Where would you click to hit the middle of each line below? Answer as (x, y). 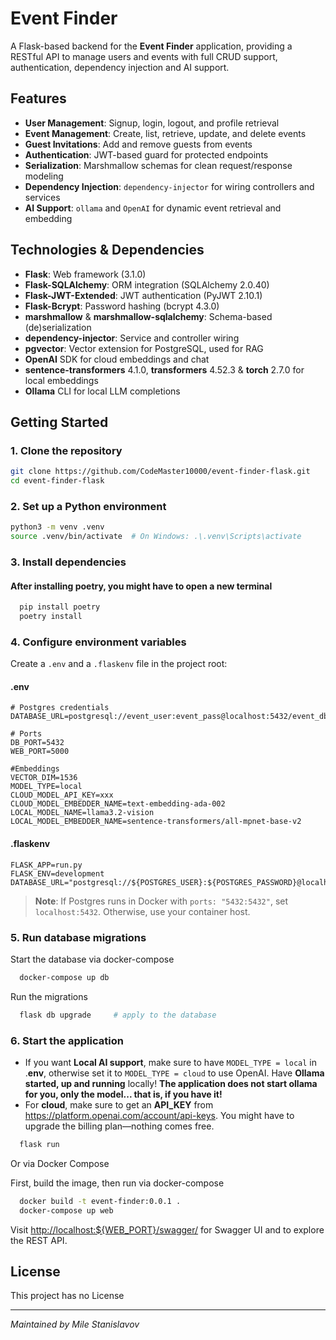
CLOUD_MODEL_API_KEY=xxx (62, 795)
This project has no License (67, 1296)
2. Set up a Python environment (88, 506)
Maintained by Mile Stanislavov (75, 1324)
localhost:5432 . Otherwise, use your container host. (142, 911)
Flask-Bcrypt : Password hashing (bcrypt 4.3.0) (122, 306)
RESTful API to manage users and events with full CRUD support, (144, 56)
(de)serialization (58, 327)
